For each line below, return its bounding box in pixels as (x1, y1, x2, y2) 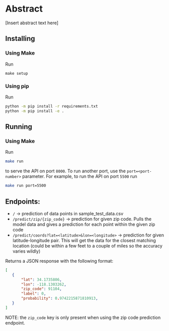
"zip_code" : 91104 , (21, 287, 62, 292)
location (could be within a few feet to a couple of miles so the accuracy (12, 243, 163, 249)
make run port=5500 (5, 183, 46, 188)
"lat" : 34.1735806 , (21, 277, 62, 282)
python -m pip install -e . (5, 108, 65, 114)
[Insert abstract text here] (5, 20, 59, 26)
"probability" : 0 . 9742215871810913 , (21, 296, 98, 301)
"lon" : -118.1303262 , (21, 281, 67, 287)
